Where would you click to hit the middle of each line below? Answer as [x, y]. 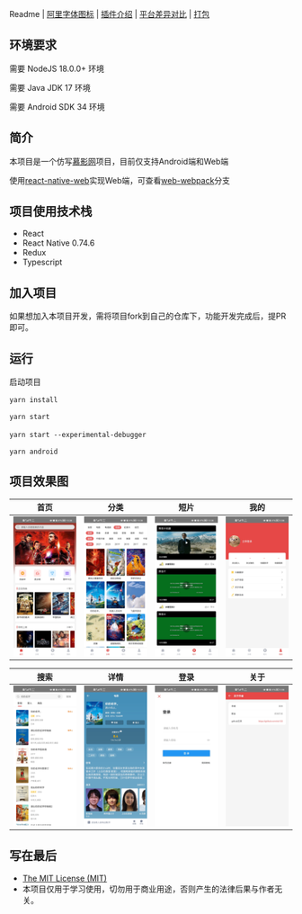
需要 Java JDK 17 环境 [50, 87]
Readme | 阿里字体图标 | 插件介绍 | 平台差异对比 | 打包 [110, 14]
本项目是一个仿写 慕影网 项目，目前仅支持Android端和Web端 [119, 161]
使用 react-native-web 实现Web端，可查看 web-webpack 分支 [120, 180]
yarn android [34, 452]
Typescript [42, 262]
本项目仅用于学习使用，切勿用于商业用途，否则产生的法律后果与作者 [148, 889]
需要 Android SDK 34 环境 [57, 106]
